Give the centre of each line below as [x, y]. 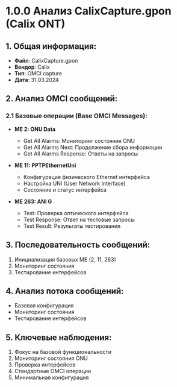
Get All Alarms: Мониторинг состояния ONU [79, 140]
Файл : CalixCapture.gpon [46, 61]
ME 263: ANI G [33, 201]
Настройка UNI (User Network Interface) [74, 183]
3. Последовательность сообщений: [78, 245]
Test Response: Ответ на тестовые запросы [79, 219]
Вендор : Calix [32, 67]
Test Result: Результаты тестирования [72, 226]
